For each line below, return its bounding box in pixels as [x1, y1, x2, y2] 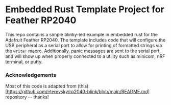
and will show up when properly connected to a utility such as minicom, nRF [5, 53, 165, 59]
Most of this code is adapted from [5, 83, 77, 89]
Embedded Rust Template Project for [5, 4, 164, 15]
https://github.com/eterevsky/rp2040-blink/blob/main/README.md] [7, 89, 150, 95]
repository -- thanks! [5, 94, 49, 100]
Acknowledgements [5, 71, 57, 78]
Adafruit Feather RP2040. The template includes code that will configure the [5, 37, 166, 43]
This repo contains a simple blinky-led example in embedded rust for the [5, 31, 158, 37]
